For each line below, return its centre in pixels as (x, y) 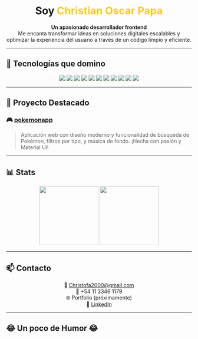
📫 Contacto (29, 268)
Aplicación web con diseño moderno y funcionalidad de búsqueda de (105, 135)
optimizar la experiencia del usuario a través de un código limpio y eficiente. (99, 40)
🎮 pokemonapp (29, 120)
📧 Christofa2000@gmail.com (99, 285)
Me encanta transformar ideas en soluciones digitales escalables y (99, 33)
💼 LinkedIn (99, 304)
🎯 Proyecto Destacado (48, 103)
